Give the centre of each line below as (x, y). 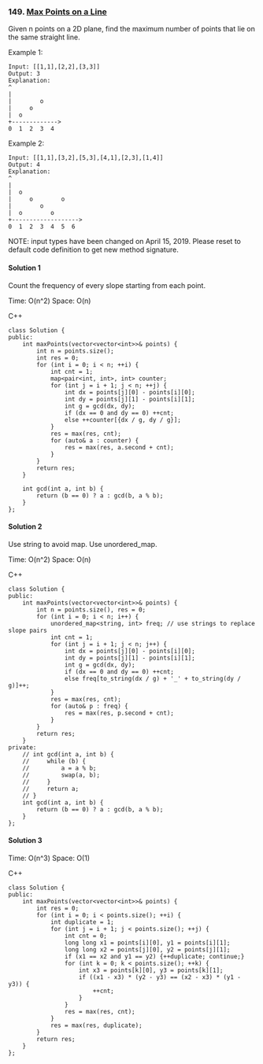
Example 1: (26, 53)
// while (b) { (54, 761)
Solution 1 (24, 268)
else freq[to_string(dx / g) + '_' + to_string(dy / (153, 678)
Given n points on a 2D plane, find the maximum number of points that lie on (132, 29)
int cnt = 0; (86, 936)
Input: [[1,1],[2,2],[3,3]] (54, 67)
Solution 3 (25, 840)
